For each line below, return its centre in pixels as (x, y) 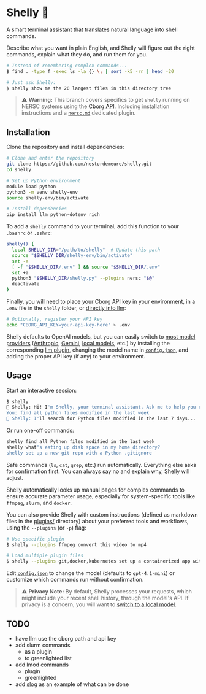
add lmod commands (42, 665)
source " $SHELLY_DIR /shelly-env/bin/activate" (72, 255)
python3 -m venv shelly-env (42, 192)
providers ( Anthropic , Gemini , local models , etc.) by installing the (88, 343)
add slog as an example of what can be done (72, 684)
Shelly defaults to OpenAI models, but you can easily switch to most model (101, 336)
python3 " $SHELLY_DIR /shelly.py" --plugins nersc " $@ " (83, 279)
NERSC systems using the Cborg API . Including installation (95, 106)
